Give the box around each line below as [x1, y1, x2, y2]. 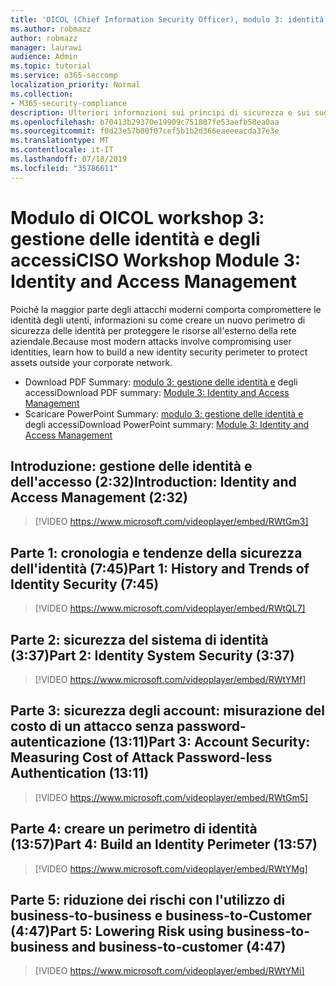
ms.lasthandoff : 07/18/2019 [10, 154, 128, 164]
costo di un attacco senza [10, 718, 175, 735]
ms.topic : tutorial [10, 61, 92, 71]
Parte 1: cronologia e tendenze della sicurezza [10, 544, 303, 561]
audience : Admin [10, 52, 78, 62]
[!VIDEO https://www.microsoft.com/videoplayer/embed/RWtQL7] [34, 602, 306, 615]
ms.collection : [10, 89, 74, 99]
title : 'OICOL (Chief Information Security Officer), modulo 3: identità [10, 14, 325, 25]
